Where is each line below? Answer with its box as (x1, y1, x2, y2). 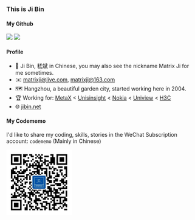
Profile (6, 48, 24, 55)
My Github (6, 20, 33, 27)
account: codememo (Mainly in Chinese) (6, 137, 101, 145)
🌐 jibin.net (15, 103, 41, 111)
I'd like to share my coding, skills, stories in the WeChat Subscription (6, 131, 178, 138)
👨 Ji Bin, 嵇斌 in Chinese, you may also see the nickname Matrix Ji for (15, 63, 190, 70)
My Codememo (6, 117, 46, 125)
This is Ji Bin (6, 5, 44, 13)
